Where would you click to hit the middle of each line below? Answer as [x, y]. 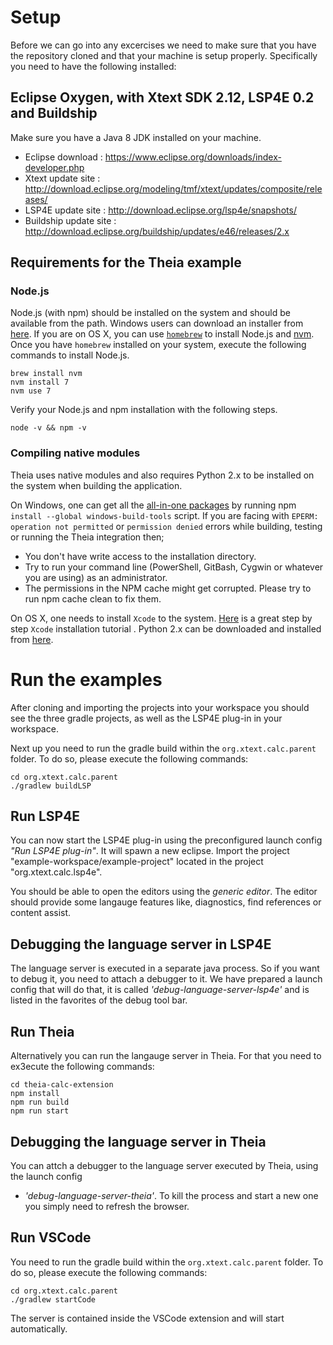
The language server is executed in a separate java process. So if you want [165, 968]
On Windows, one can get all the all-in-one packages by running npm [153, 505]
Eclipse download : [63, 157]
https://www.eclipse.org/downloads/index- [193, 157]
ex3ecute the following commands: [82, 1067]
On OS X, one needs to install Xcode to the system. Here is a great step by [161, 618]
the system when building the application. [96, 485]
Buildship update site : [70, 220]
